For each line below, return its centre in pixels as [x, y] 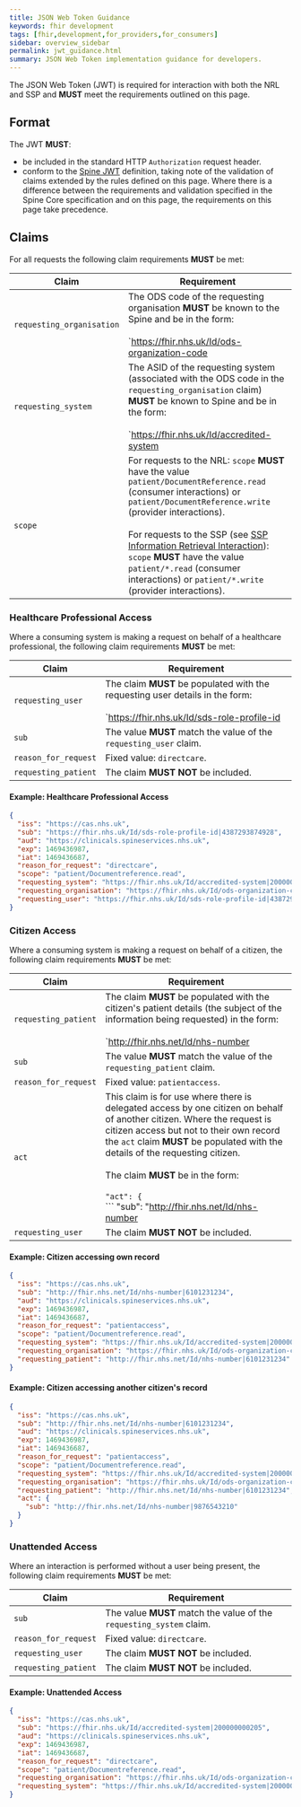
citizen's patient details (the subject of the [193, 1008]
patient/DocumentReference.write [199, 502]
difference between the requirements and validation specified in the [147, 190]
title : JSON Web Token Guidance [69, 18]
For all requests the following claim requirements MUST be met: [127, 259]
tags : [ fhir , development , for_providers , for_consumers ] [114, 34]
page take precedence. [65, 209]
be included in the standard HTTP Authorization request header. [142, 162]
